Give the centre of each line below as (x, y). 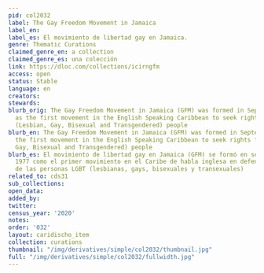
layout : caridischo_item (49, 235)
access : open (29, 74)
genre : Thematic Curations (52, 45)
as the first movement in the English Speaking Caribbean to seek (126, 118)
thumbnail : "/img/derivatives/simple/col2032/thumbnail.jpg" (110, 249)
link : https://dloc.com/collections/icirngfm (84, 67)
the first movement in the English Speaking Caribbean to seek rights (133, 140)
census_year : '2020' (42, 213)
